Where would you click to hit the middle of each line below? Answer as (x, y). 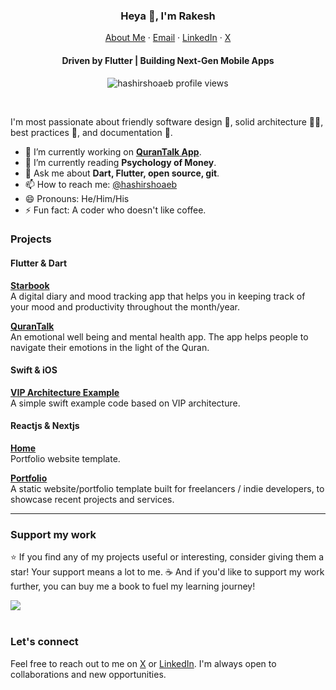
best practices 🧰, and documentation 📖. (91, 132)
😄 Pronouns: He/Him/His (77, 198)
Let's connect (44, 642)
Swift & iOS (34, 370)
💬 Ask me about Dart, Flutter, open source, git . (122, 173)
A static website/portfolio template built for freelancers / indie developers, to (167, 489)
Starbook (30, 285)
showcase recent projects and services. (92, 500)
